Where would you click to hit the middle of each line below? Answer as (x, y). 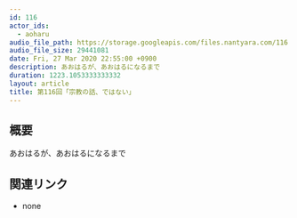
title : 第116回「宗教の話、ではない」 (72, 92)
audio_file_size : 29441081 (59, 51)
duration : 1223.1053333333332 (65, 76)
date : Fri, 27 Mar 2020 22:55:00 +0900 (83, 59)
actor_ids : (29, 26)
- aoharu (33, 34)
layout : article (39, 84)
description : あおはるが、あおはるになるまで (85, 68)
